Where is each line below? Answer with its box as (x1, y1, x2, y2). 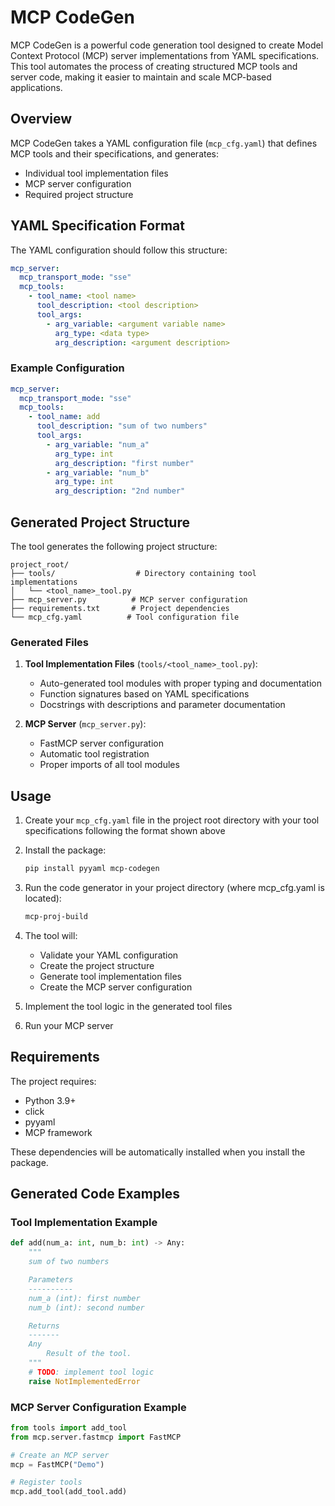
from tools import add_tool (10, 1422, 128, 1433)
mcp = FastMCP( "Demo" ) (10, 1459, 105, 1470)
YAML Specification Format (10, 217, 185, 235)
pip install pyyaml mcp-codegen (24, 864, 160, 874)
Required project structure (24, 188, 134, 200)
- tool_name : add (28, 412, 101, 422)
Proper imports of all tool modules (39, 759, 180, 771)
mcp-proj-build (24, 912, 89, 922)
